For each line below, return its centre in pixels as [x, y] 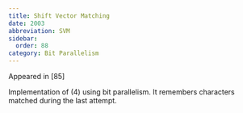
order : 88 [32, 46]
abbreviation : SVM [39, 31]
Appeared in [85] [37, 76]
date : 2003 [27, 23]
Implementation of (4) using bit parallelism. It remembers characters [122, 92]
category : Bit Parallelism [54, 53]
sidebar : [23, 38]
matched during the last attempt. [63, 100]
